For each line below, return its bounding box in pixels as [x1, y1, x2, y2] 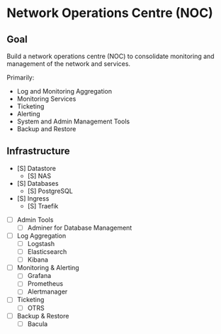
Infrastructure [6, 145, 70, 157]
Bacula [27, 319, 48, 328]
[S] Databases [16, 179, 59, 187]
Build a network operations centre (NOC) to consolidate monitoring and [6, 52, 215, 60]
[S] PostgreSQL [27, 187, 74, 195]
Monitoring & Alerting [16, 264, 79, 272]
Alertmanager [27, 287, 68, 296]
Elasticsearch [27, 247, 67, 256]
